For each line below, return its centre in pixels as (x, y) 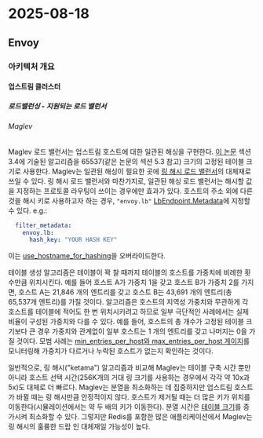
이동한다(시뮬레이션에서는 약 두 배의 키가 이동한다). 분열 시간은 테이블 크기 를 (125, 407)
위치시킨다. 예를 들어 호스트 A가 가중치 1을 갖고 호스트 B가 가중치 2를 (134, 283)
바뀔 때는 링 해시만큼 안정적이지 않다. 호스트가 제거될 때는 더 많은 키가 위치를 (133, 397)
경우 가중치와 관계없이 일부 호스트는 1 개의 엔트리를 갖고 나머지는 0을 (142, 331)
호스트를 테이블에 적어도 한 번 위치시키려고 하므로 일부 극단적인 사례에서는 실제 (129, 312)
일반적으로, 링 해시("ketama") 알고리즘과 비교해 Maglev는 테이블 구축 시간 (122, 368)
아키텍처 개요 (31, 66)
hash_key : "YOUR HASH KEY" (73, 240)
